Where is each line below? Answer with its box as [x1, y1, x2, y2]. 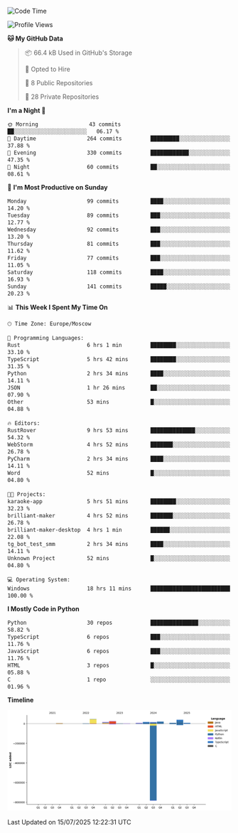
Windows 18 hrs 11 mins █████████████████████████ [7, 585, 231, 592]
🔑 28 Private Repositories [24, 92, 99, 101]
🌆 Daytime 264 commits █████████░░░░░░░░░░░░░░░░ [7, 135, 231, 142]
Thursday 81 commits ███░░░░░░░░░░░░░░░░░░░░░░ [7, 240, 231, 247]
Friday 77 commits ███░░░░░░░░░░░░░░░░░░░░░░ [7, 254, 231, 262]
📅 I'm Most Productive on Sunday [7, 183, 108, 191]
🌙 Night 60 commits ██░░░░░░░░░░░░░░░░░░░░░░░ [7, 163, 231, 171]
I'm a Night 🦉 [7, 107, 46, 114]
